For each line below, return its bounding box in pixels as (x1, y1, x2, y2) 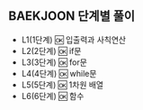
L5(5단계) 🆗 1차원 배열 (21, 79, 104, 90)
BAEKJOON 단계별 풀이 (8, 8, 136, 24)
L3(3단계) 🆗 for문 (21, 57, 87, 68)
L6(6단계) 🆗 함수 (21, 90, 85, 101)
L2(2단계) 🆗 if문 (21, 45, 82, 56)
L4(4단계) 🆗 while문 (21, 68, 97, 78)
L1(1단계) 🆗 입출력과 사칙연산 (21, 34, 127, 45)
